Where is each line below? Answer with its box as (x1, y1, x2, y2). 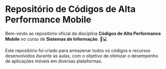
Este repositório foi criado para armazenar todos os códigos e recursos (5, 47, 151, 53)
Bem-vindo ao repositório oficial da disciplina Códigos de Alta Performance (5, 30, 161, 36)
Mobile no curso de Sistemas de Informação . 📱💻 (5, 36, 108, 42)
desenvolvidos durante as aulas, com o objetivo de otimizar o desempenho (5, 53, 159, 59)
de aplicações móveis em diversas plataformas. (5, 58, 103, 64)
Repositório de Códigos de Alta (5, 3, 136, 15)
